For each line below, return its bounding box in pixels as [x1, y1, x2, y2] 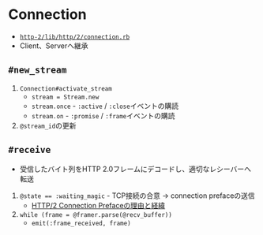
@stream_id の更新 [19, 121, 77, 130]
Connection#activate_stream [19, 84, 112, 92]
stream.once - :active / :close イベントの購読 [31, 101, 179, 110]
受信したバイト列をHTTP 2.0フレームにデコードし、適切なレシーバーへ [19, 164, 251, 173]
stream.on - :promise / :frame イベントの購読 [31, 110, 175, 120]
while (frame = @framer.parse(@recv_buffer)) [19, 211, 172, 218]
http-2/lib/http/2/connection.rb [19, 33, 130, 41]
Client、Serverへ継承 [19, 41, 88, 50]
